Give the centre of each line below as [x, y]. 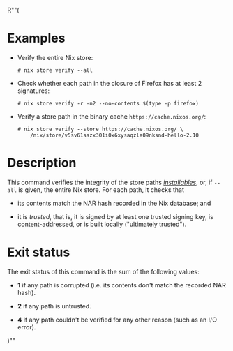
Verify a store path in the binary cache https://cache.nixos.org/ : [112, 116]
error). [27, 327]
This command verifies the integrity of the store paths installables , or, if [110, 182]
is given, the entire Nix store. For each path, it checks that [102, 189]
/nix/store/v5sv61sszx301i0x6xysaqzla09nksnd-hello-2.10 [115, 135]
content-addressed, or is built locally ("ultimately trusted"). [102, 224]
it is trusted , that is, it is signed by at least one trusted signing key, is [115, 216]
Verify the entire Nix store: [55, 57]
